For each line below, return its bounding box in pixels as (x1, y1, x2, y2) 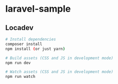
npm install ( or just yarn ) (5, 46, 66, 51)
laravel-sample (5, 3, 71, 15)
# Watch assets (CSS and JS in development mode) (5, 69, 114, 74)
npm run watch (5, 74, 36, 79)
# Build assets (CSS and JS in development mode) (5, 55, 114, 61)
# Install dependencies (5, 37, 56, 42)
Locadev (5, 23, 34, 32)
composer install (5, 41, 43, 46)
